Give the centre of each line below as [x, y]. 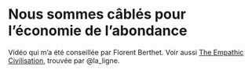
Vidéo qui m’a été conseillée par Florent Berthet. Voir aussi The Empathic [126, 52]
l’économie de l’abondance [98, 31]
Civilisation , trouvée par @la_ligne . [64, 61]
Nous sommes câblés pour [97, 14]
